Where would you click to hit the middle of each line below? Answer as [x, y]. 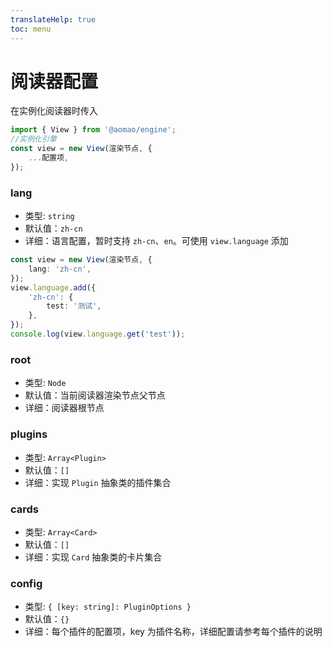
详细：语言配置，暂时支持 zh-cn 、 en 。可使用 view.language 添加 [156, 241]
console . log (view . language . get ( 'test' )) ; [98, 334]
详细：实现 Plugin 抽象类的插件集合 [98, 482]
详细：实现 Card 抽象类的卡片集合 [93, 557]
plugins [29, 434]
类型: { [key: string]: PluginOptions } [108, 607]
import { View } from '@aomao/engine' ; [93, 130]
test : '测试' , [74, 306]
